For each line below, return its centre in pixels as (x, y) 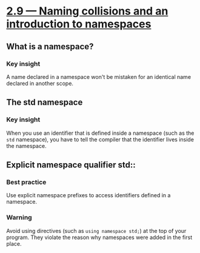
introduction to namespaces (79, 24)
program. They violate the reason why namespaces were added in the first (99, 237)
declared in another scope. (40, 83)
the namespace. (26, 146)
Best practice (26, 182)
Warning (19, 218)
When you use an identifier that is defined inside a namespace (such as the (100, 133)
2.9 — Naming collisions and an (87, 11)
